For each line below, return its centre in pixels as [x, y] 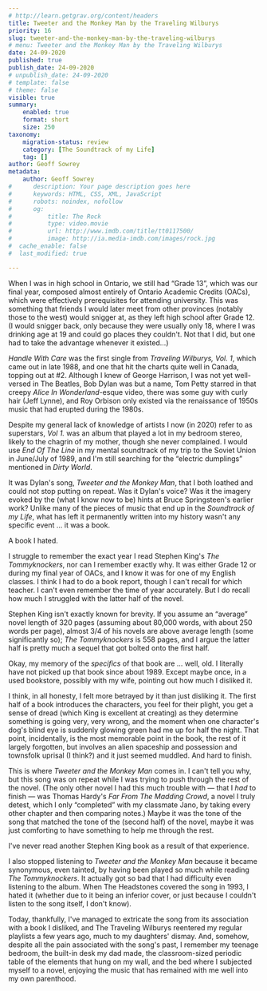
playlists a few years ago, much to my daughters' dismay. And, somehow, [129, 936]
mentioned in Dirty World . [51, 467]
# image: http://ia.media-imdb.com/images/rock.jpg [112, 239]
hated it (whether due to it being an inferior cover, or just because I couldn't [132, 895]
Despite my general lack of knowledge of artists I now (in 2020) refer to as [130, 424]
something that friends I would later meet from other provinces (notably [126, 308]
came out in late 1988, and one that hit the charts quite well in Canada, [124, 366]
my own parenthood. [42, 978]
